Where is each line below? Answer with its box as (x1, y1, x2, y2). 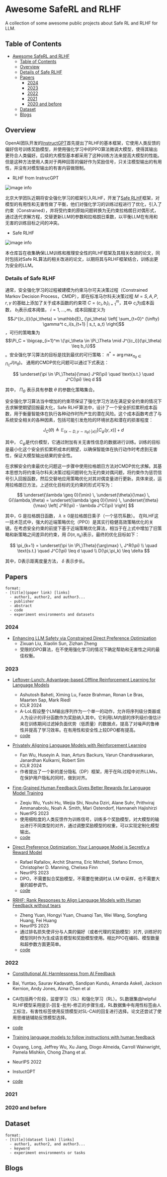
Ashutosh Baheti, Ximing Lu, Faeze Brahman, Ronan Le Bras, (19, 691, 144, 697)
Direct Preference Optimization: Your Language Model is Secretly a (12, 844, 150, 850)
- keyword (9, 1146, 30, 1151)
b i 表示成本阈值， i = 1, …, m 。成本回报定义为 (14, 307, 106, 314)
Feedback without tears (12, 902, 61, 908)
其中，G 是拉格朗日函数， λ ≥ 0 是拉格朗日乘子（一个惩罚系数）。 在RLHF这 (5, 513, 159, 519)
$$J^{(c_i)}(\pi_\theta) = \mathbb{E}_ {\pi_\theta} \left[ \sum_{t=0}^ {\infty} (7, 316, 160, 322)
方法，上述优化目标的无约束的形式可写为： (26, 482, 114, 488)
